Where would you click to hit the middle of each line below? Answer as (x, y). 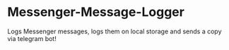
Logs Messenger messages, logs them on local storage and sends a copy (114, 31)
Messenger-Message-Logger (96, 12)
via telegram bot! (32, 38)
